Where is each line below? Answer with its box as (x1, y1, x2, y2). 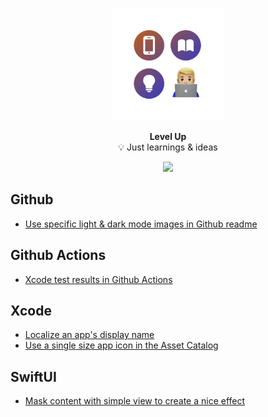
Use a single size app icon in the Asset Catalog (24, 339, 219, 352)
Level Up (149, 131, 187, 142)
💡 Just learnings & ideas (118, 141, 218, 153)
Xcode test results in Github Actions (24, 273, 173, 285)
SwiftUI (10, 368, 57, 385)
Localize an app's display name (24, 329, 155, 341)
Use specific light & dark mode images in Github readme (24, 218, 258, 230)
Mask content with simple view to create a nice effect (24, 395, 246, 407)
